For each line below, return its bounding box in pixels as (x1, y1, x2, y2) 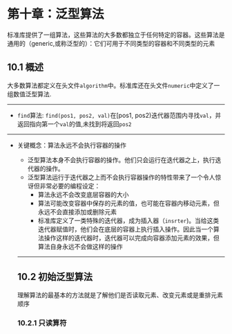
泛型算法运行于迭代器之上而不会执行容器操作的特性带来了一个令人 (27, 173, 215, 181)
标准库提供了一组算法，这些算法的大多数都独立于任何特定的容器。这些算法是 (7, 30, 225, 39)
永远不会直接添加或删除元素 (37, 207, 117, 216)
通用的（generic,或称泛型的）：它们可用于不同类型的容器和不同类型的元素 (7, 39, 215, 47)
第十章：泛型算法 (7, 6, 105, 22)
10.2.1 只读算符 (17, 318, 67, 328)
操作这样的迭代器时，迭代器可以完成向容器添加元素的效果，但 (43, 234, 220, 242)
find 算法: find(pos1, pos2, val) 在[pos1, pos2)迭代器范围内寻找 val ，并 (17, 111, 222, 119)
